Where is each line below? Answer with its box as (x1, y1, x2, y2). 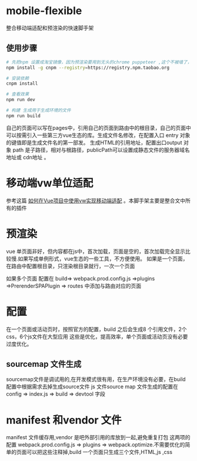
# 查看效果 (6, 91, 29, 98)
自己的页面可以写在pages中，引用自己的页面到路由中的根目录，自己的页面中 (6, 124, 191, 131)
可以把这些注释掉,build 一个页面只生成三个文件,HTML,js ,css (26, 449, 172, 456)
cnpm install (6, 81, 38, 86)
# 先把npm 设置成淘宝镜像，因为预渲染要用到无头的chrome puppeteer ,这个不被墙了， (6, 59, 192, 65)
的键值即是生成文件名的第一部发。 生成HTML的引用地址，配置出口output (6, 139, 182, 146)
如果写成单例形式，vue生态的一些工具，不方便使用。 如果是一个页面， (18, 255, 188, 262)
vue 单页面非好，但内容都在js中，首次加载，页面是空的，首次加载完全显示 (6, 248, 186, 255)
